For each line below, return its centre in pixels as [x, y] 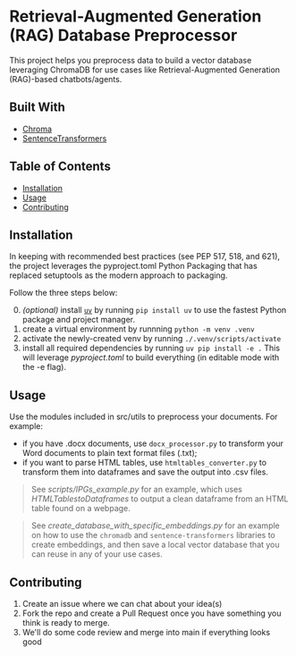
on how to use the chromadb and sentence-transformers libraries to [153, 535]
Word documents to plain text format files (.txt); [110, 453]
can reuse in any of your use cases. [97, 554]
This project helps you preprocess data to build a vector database [131, 60]
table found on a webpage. [81, 509]
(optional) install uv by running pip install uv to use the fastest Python [154, 310]
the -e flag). [44, 367]
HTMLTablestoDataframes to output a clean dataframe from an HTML [160, 499]
